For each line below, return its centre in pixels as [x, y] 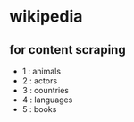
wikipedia [46, 17]
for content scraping [68, 50]
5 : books [39, 109]
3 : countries [46, 90]
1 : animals [41, 71]
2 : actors [40, 81]
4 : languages [47, 100]
